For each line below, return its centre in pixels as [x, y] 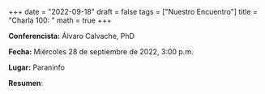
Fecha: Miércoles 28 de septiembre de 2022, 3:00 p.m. [101, 51]
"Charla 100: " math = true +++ [60, 20]
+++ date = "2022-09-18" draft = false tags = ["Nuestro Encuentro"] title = [133, 12]
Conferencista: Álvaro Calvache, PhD [72, 36]
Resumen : [26, 83]
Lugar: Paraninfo [36, 67]
